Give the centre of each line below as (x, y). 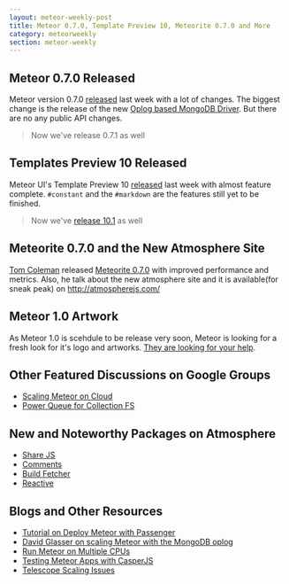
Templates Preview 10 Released (98, 164)
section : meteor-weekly (53, 42)
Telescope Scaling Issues (68, 570)
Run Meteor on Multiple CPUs (76, 551)
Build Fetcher (46, 474)
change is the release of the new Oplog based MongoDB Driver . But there (143, 109)
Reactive (38, 483)
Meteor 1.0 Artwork (64, 317)
